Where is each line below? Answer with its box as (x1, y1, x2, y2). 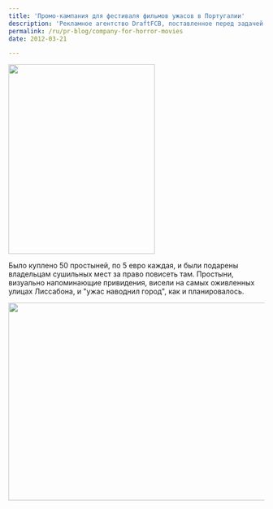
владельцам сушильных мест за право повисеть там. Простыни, (8, 269, 234, 279)
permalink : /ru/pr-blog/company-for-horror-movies (8, 27, 184, 35)
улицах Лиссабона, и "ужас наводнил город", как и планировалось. (8, 286, 245, 297)
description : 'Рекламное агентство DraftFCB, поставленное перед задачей (8, 20, 264, 28)
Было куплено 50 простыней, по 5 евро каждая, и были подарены (8, 261, 239, 271)
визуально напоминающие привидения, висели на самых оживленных (8, 278, 255, 288)
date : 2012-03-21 (8, 34, 67, 43)
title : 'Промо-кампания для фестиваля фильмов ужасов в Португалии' (8, 11, 245, 20)
